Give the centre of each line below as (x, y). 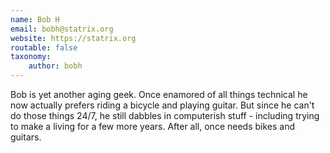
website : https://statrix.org (73, 38)
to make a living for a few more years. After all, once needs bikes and (153, 126)
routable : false (44, 47)
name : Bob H (35, 19)
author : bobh (55, 66)
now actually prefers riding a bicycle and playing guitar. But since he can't (162, 105)
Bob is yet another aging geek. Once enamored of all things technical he (159, 94)
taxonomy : (31, 57)
